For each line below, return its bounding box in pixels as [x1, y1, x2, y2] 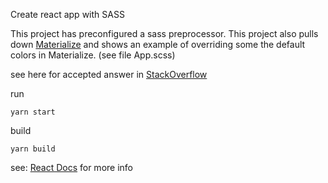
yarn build [10, 144, 56, 154]
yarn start [10, 107, 56, 117]
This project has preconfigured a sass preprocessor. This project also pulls [10, 28, 319, 39]
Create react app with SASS [10, 9, 125, 20]
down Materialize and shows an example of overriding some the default [10, 39, 306, 50]
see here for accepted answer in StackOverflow [10, 69, 208, 80]
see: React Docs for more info [10, 162, 133, 173]
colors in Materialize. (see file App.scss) [10, 49, 176, 61]
